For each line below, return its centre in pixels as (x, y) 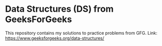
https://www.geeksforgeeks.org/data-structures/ (55, 38)
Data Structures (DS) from (59, 9)
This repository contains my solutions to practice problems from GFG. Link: (81, 33)
